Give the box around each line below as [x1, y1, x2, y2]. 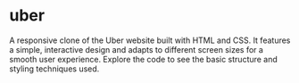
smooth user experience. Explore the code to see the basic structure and [9, 54, 278, 64]
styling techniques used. [9, 63, 100, 74]
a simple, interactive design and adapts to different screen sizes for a [9, 44, 263, 54]
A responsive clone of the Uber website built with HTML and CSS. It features [9, 35, 291, 46]
